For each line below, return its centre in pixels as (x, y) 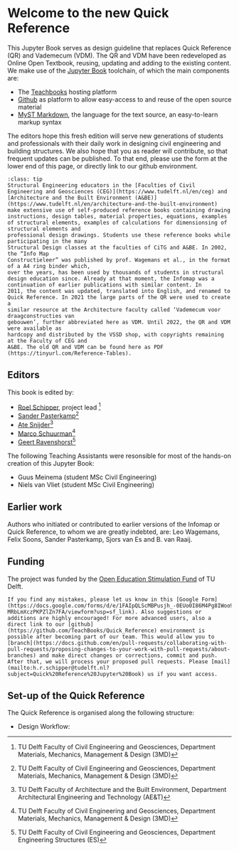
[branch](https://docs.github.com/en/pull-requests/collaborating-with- (117, 643)
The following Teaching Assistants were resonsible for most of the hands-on (119, 456)
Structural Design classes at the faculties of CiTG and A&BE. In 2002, (117, 247)
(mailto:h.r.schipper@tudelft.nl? (59, 668)
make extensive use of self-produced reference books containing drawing (119, 210)
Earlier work (35, 507)
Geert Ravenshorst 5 (47, 441)
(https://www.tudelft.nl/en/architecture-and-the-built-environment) (113, 204)
